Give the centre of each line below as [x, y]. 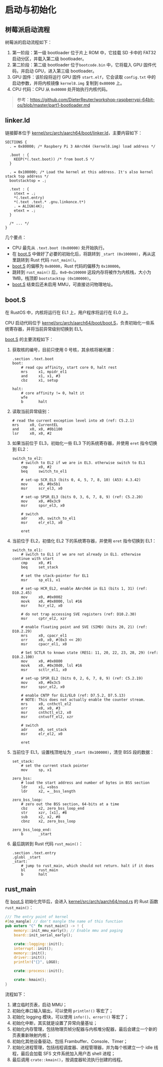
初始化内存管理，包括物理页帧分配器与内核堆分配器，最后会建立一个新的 [84, 1029]
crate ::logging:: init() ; [39, 944]
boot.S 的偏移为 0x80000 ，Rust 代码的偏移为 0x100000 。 [67, 266]
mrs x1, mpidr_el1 [44, 372]
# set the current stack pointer [55, 766]
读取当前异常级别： [31, 411]
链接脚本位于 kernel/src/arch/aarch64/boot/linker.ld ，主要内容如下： [74, 133]
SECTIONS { [16, 142]
